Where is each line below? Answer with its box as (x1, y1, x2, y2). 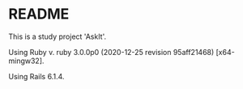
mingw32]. (8, 56, 45, 66)
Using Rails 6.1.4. (8, 71, 65, 81)
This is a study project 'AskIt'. (8, 32, 107, 41)
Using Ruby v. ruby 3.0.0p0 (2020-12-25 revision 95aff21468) (8, 47, 215, 57)
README (8, 5, 70, 23)
